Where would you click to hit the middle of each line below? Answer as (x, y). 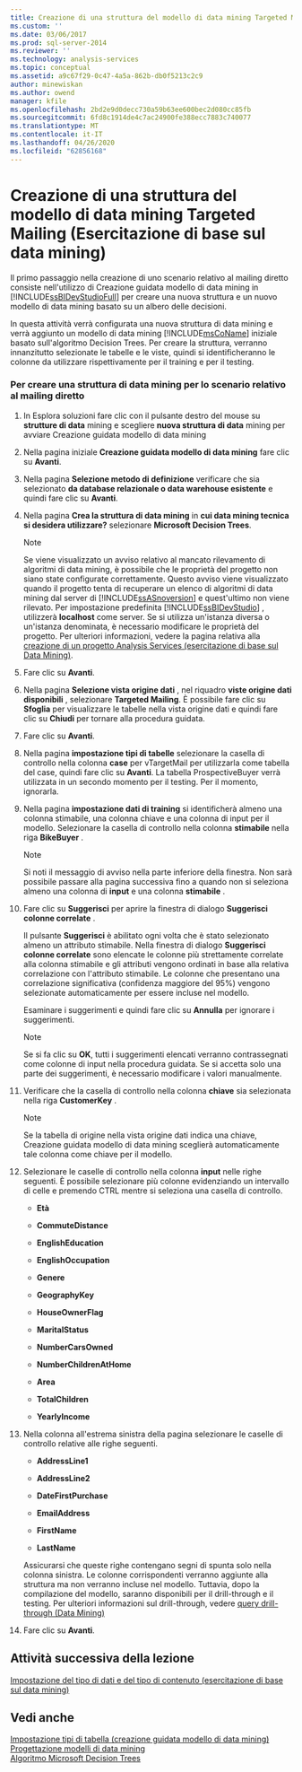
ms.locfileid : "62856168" (58, 151)
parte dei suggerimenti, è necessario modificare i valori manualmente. (152, 1073)
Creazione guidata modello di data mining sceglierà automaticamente (151, 1144)
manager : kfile (39, 101)
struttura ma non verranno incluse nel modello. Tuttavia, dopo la (141, 1584)
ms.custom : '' (37, 26)
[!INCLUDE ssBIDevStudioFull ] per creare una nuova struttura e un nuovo (144, 296)
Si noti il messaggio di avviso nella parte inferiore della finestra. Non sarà (158, 872)
